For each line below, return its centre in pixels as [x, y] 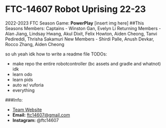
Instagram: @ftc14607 [35, 120]
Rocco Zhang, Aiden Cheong [35, 44]
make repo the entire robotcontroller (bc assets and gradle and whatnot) [86, 63]
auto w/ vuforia [28, 85]
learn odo [22, 74]
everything [23, 90]
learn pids [23, 79]
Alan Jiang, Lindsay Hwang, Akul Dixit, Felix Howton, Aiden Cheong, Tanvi [81, 33]
